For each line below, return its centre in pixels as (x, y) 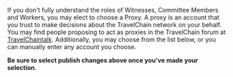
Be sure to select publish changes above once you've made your (103, 60)
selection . (22, 68)
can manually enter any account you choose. (72, 47)
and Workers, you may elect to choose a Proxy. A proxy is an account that (113, 17)
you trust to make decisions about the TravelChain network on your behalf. (114, 25)
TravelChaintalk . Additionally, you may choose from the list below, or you (112, 40)
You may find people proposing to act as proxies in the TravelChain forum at (116, 32)
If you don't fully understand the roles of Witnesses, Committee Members (113, 10)
